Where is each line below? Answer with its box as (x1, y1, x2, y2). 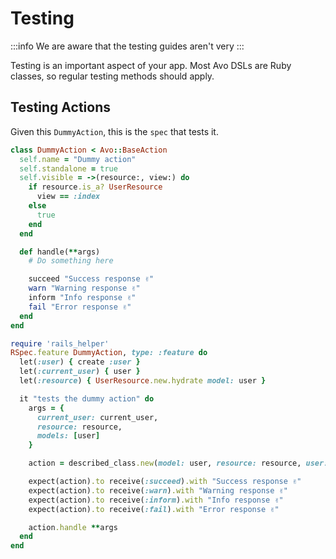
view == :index (36, 192, 101, 202)
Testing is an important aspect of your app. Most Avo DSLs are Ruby (10, 59, 292, 71)
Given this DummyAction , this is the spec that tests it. (10, 125, 219, 137)
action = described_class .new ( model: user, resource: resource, (28, 458, 302, 469)
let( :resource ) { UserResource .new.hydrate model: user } (19, 376, 267, 386)
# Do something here (28, 256, 114, 266)
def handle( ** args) (19, 247, 101, 257)
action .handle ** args (28, 522, 118, 532)
